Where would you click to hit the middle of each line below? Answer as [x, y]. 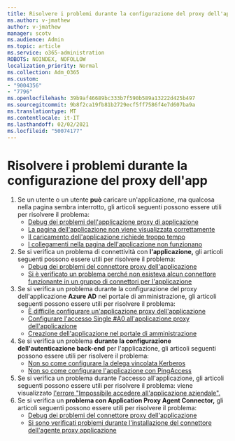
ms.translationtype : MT [42, 111]
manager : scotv [29, 33]
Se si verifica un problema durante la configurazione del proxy [107, 289]
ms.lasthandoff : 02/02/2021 [48, 124]
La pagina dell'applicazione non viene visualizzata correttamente [121, 230]
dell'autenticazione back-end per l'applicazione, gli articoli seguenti [117, 349]
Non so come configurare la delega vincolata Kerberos [107, 363]
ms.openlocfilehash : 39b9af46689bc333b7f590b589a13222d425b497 [101, 99]
